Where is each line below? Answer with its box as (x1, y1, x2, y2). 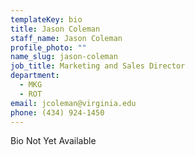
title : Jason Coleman (10, 24, 101, 34)
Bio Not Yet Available (10, 135, 97, 147)
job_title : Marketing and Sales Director (10, 61, 186, 71)
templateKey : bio (10, 14, 83, 25)
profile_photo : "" (10, 42, 87, 53)
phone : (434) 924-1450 (10, 107, 105, 118)
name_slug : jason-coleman (10, 52, 118, 62)
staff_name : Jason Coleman (10, 33, 123, 43)
